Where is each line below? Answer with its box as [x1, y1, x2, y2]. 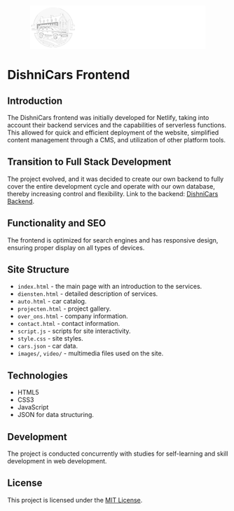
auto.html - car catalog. [17, 297, 87, 306]
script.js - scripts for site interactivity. [17, 327, 131, 335]
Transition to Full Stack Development [7, 156, 172, 168]
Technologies [7, 369, 69, 381]
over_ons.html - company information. [17, 312, 128, 320]
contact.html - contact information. [17, 320, 121, 328]
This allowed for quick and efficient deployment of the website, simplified [7, 128, 219, 137]
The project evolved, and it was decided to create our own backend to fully [7, 175, 224, 183]
